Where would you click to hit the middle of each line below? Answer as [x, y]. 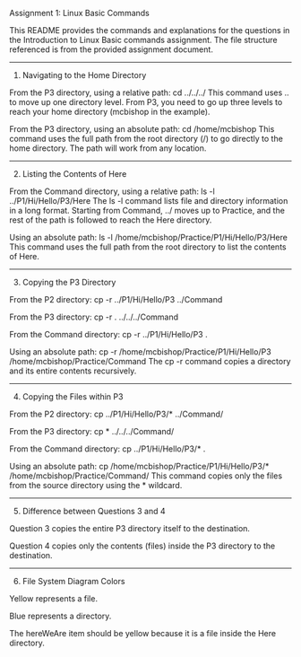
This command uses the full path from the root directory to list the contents [148, 247]
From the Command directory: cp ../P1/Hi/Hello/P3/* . [107, 449]
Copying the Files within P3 [73, 397]
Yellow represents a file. [54, 599]
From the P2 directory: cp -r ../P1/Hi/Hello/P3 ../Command [116, 299]
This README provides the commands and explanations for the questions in [150, 30]
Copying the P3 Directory [69, 282]
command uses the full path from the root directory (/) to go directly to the [146, 139]
